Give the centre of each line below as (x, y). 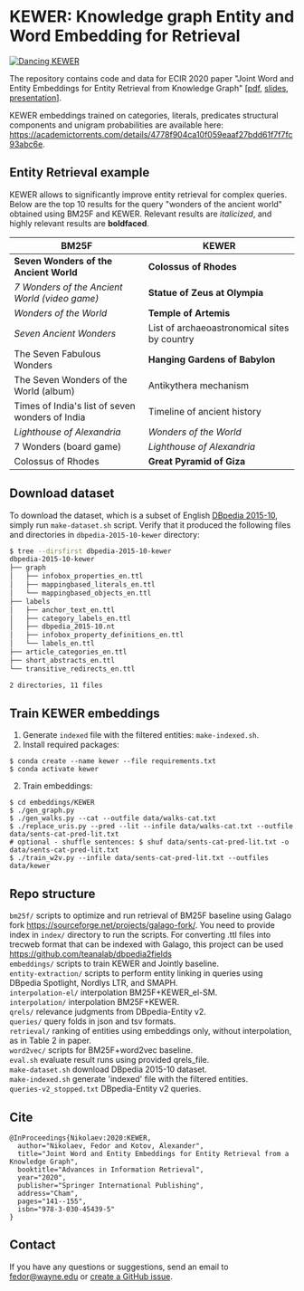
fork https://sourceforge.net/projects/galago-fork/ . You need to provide (142, 925)
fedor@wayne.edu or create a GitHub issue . (91, 1276)
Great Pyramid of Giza (197, 461)
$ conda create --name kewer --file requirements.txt (113, 761)
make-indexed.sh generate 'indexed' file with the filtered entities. (129, 1079)
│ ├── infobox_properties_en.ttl (76, 577)
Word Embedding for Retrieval (125, 36)
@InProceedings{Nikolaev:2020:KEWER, (81, 1138)
